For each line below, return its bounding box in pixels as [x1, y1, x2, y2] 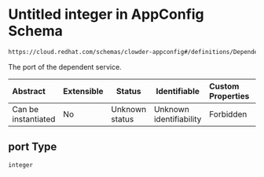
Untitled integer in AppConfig [8, 5, 204, 23]
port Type [8, 140, 57, 154]
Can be [12, 103, 39, 114]
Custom [209, 81, 240, 92]
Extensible [62, 85, 104, 96]
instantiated [12, 114, 56, 125]
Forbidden [209, 108, 247, 119]
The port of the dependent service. [8, 62, 122, 71]
